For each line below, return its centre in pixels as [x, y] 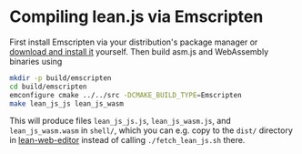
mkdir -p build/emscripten [60, 78]
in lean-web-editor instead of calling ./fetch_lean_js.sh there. [127, 140]
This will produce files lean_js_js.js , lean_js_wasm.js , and [121, 121]
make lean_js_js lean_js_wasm [67, 103]
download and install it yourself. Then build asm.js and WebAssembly [139, 51]
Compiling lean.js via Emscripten [136, 17]
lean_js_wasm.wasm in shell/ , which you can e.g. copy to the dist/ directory [151, 130]
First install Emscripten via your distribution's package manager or [134, 42]
